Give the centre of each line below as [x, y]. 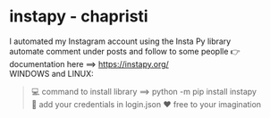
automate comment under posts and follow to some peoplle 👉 [125, 51]
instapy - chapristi [79, 17]
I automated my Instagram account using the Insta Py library [120, 41]
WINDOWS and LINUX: [51, 73]
